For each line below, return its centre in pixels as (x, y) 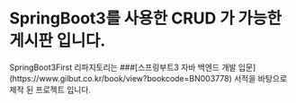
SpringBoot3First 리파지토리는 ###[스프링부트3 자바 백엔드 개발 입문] (133, 67)
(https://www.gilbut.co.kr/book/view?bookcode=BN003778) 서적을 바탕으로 (148, 78)
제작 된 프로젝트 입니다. (50, 90)
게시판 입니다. (58, 41)
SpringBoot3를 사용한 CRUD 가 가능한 (145, 18)
